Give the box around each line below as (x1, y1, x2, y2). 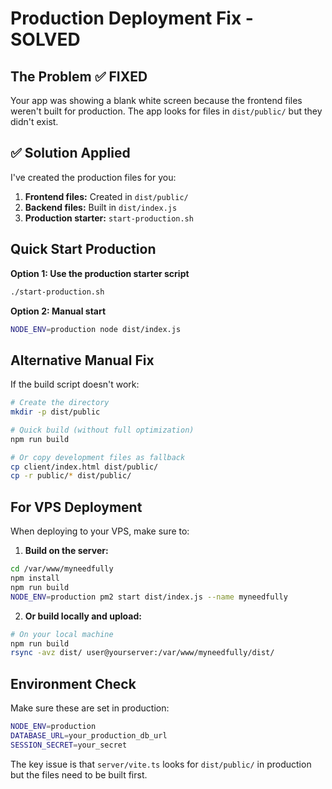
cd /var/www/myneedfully (10, 564, 114, 574)
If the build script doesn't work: (10, 378, 140, 391)
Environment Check (10, 675, 137, 692)
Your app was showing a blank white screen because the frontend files (10, 95, 303, 106)
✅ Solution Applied (10, 145, 131, 162)
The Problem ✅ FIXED (10, 68, 148, 85)
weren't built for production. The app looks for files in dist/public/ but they (10, 105, 323, 117)
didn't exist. (10, 116, 59, 127)
